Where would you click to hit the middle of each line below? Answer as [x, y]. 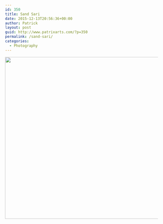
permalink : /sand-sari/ [29, 37]
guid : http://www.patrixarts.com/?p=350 [47, 32]
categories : [17, 41]
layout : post [18, 28]
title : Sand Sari [23, 14]
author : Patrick [21, 23]
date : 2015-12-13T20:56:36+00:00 [39, 18]
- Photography [24, 46]
